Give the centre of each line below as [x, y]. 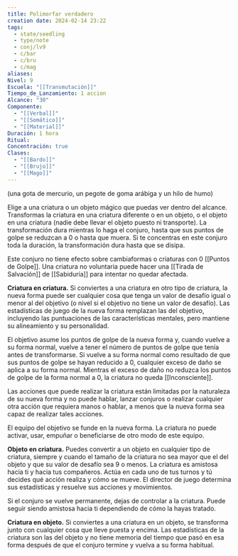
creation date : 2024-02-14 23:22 [57, 21]
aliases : [20, 73]
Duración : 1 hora [33, 133]
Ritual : [19, 140]
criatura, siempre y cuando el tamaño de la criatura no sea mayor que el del [118, 456]
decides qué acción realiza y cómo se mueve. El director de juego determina [119, 479]
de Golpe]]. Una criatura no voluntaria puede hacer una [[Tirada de [106, 266]
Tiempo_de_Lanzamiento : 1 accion [57, 93]
